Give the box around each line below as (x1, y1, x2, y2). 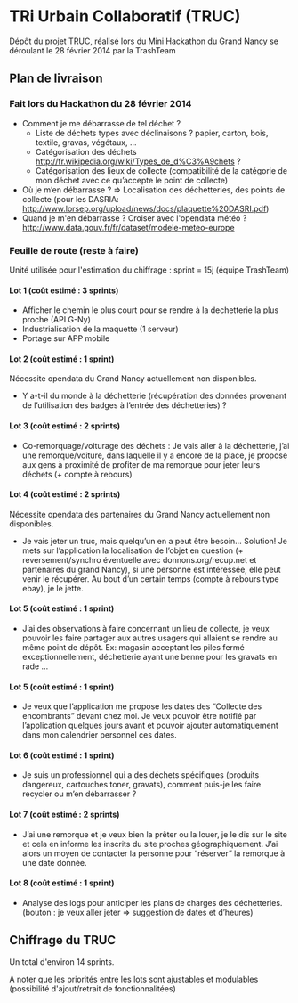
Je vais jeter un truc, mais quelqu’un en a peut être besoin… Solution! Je (21, 535, 287, 546)
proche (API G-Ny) (21, 314, 92, 325)
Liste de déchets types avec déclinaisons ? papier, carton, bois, (35, 127, 269, 138)
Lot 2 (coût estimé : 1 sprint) (9, 354, 115, 364)
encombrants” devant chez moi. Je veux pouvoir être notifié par (21, 711, 257, 722)
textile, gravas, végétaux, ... (35, 136, 137, 148)
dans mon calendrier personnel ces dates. (21, 730, 178, 740)
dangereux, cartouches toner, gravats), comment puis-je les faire (21, 779, 262, 790)
